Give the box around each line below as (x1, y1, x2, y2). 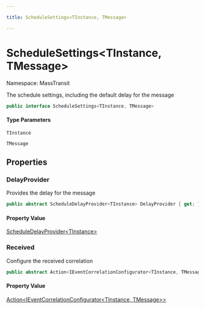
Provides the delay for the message (6, 189, 96, 196)
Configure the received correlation (6, 257, 93, 264)
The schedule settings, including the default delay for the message (6, 91, 174, 99)
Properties (6, 157, 48, 168)
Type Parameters (6, 116, 51, 124)
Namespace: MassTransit (6, 79, 70, 86)
